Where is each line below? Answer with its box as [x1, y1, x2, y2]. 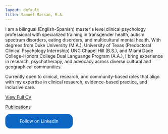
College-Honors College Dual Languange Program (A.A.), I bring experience [5, 53, 163, 59]
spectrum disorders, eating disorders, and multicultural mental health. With [5, 36, 161, 43]
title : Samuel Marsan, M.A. [5, 12, 65, 17]
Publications [5, 104, 31, 110]
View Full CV [5, 94, 32, 100]
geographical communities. [5, 64, 62, 70]
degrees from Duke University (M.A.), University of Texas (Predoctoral [5, 42, 151, 48]
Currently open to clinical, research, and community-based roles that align [5, 73, 160, 79]
